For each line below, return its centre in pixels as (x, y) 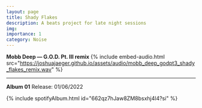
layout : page (23, 12)
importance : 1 (24, 34)
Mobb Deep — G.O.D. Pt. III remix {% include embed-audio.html (86, 57)
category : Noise (26, 40)
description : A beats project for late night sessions (76, 23)
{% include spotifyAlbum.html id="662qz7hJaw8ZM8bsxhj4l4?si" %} (92, 98)
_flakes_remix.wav (29, 69)
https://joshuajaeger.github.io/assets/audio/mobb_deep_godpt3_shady (108, 63)
